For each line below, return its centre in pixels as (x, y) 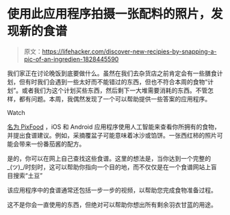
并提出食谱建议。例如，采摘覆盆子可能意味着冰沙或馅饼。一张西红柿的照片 (112, 135)
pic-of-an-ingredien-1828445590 (71, 59)
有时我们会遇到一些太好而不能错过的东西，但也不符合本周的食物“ (116, 81)
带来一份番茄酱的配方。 (52, 144)
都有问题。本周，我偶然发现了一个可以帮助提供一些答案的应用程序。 (115, 99)
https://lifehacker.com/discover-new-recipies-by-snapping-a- (129, 51)
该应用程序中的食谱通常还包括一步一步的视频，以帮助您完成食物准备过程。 (112, 190)
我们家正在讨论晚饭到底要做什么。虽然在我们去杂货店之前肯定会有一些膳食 (112, 73)
